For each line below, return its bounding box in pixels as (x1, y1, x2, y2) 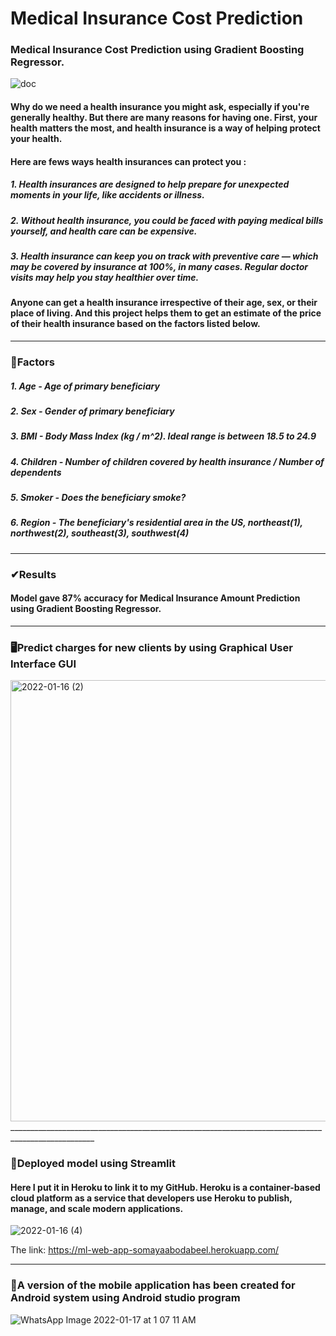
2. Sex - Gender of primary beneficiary (10, 405, 175, 417)
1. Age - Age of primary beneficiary (10, 380, 160, 392)
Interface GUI (10, 657, 77, 671)
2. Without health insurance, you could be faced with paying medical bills (10, 214, 324, 226)
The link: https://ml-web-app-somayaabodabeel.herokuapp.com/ (10, 1244, 280, 1256)
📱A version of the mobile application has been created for (10, 1278, 296, 1292)
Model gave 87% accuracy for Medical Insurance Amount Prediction (10, 592, 301, 604)
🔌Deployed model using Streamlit (10, 1157, 176, 1171)
